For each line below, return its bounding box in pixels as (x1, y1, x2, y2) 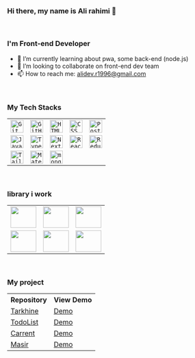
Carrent (10, 329, 36, 338)
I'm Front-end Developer (7, 39, 90, 49)
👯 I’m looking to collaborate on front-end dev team (16, 62, 159, 70)
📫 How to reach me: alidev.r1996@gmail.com (16, 69, 146, 77)
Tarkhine (10, 307, 39, 316)
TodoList (10, 318, 39, 327)
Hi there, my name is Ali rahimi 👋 (7, 6, 116, 16)
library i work (7, 189, 53, 198)
